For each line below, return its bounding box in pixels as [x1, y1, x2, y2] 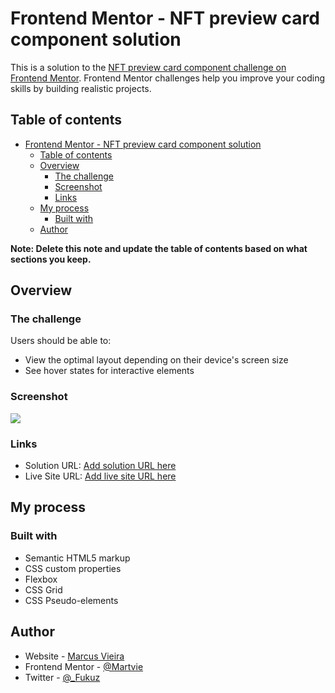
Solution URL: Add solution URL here [24, 460, 177, 472]
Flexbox [24, 573, 58, 585]
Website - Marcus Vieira [24, 650, 125, 662]
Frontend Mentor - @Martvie [24, 660, 144, 672]
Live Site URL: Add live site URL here [24, 470, 177, 482]
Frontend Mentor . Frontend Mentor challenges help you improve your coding [10, 72, 326, 84]
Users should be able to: [10, 335, 112, 347]
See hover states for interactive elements [24, 365, 195, 377]
